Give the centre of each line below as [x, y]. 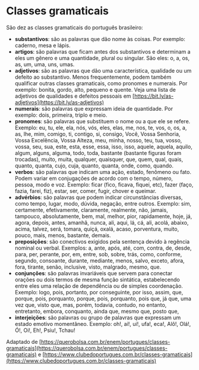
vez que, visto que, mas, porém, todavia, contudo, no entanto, [91, 304]
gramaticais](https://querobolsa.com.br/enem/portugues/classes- [87, 348]
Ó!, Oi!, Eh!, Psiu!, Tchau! [45, 330]
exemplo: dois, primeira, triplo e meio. [61, 115]
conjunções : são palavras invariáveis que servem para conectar [94, 273]
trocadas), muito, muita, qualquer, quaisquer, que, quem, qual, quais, [99, 159]
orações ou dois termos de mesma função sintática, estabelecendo [97, 279]
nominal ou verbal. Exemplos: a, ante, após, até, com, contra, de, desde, [103, 248]
